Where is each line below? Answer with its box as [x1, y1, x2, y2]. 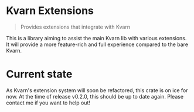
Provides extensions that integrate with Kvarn [20, 23, 131, 30]
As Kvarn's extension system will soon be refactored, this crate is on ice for [6, 86, 188, 94]
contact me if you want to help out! [6, 99, 91, 106]
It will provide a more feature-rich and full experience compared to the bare [6, 41, 189, 48]
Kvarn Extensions [6, 4, 94, 17]
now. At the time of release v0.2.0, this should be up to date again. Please [6, 93, 183, 100]
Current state [6, 68, 73, 81]
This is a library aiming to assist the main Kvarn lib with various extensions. [6, 34, 187, 41]
